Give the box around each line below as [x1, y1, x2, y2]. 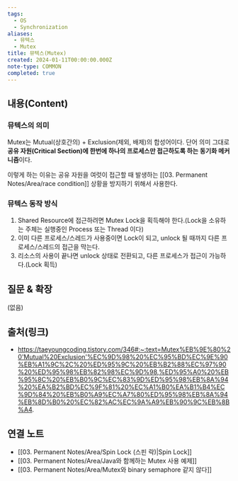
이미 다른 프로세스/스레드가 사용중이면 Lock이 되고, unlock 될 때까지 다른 [17, 234, 220, 243]
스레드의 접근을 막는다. [37, 243, 101, 251]
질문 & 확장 [7, 283, 53, 295]
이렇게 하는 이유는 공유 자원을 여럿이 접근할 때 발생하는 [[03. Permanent [7, 170, 208, 179]
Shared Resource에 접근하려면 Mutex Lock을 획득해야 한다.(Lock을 [17, 216, 208, 225]
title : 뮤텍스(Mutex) [7, 50, 67, 57]
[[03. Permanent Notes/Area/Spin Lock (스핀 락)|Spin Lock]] [17, 447, 193, 456]
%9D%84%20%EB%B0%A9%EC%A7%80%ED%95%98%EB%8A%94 [17, 390, 228, 399]
